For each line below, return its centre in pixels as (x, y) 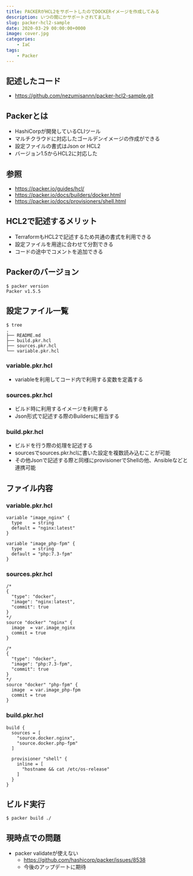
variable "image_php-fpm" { (41, 544)
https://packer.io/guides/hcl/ (49, 189)
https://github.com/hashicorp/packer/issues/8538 (85, 860)
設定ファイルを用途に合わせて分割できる (64, 244)
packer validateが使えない (46, 853)
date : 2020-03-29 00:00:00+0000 (46, 28)
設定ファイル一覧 (37, 311)
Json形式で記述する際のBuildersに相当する (67, 416)
